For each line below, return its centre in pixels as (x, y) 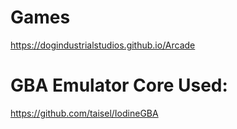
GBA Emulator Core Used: (119, 85)
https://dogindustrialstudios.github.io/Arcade (103, 45)
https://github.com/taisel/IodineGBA (84, 113)
